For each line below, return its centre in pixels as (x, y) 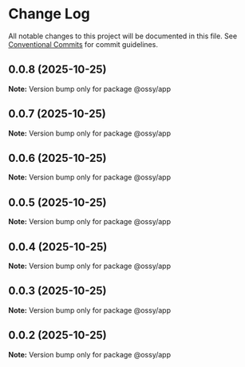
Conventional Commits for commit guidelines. (83, 44)
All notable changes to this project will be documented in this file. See (123, 36)
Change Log (49, 14)
